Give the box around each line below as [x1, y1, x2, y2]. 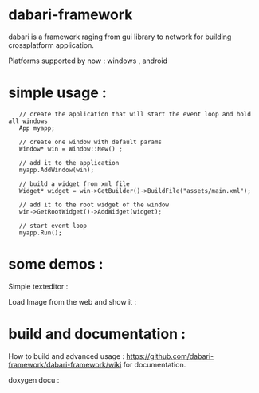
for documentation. [123, 360, 186, 369]
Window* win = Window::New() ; [18, 145, 124, 153]
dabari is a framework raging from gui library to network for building [8, 32, 232, 41]
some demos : [8, 255, 104, 273]
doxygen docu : [8, 375, 60, 384]
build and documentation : [8, 325, 186, 343]
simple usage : [8, 84, 108, 102]
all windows [8, 117, 48, 125]
